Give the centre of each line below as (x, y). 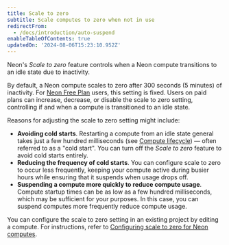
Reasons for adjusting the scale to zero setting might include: (94, 120)
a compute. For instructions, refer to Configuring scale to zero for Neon (108, 227)
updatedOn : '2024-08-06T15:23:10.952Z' (64, 45)
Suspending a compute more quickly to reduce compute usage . (109, 184)
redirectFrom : (27, 26)
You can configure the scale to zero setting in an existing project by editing (113, 219)
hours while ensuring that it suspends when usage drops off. (103, 177)
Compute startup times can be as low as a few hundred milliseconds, (114, 192)
